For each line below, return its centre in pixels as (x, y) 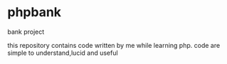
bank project (26, 32)
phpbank (35, 12)
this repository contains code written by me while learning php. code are (114, 45)
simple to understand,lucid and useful (63, 53)
